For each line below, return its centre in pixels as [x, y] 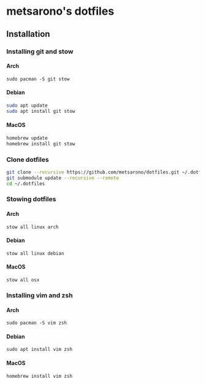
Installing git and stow [40, 52]
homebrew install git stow [41, 144]
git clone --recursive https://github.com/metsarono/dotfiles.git [93, 172]
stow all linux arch [33, 227]
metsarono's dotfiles [60, 11]
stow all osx [23, 280]
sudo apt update [27, 106]
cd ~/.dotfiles [26, 183]
